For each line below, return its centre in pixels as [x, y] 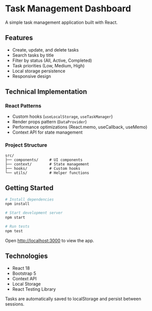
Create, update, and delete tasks [45, 50]
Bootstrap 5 [24, 273]
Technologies [27, 256]
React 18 [21, 268]
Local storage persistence [39, 71]
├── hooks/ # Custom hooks [43, 168]
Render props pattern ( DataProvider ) [50, 122]
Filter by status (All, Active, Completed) [52, 60]
